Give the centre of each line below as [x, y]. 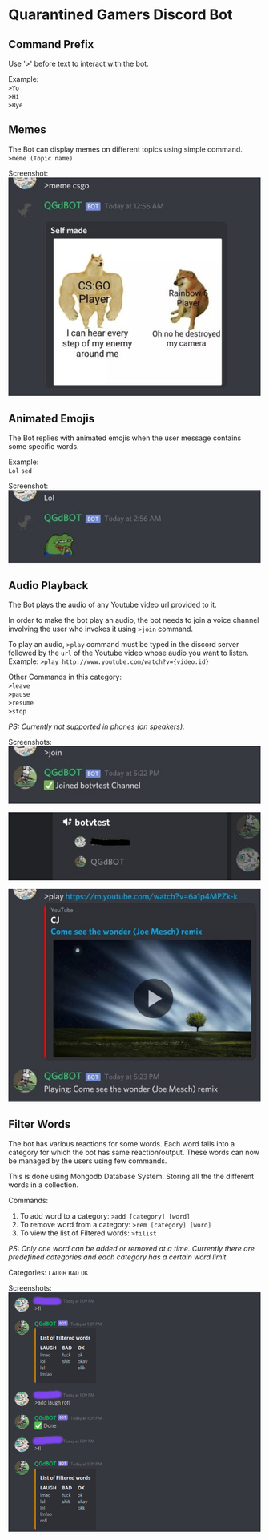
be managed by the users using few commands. [88, 1161]
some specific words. [44, 447]
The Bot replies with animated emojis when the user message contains [125, 438]
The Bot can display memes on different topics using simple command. [125, 149]
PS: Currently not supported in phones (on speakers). [97, 726]
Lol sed [20, 471]
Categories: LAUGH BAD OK [48, 1272]
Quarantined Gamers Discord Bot [120, 15]
